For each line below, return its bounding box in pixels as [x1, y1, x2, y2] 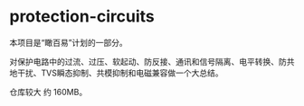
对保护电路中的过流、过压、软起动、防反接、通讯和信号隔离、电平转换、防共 [9, 56, 295, 66]
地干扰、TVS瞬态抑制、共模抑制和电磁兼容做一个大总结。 [9, 67, 223, 78]
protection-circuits [9, 6, 156, 27]
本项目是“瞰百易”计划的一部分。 [9, 37, 128, 48]
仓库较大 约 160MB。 [9, 86, 88, 97]
